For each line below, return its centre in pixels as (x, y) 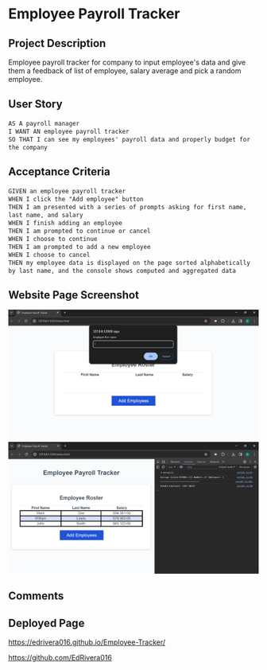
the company (28, 147)
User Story (35, 104)
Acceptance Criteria (59, 172)
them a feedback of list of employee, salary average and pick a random (125, 71)
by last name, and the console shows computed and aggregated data (122, 271)
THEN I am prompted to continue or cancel (79, 231)
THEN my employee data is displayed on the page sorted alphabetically (129, 263)
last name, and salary (46, 215)
